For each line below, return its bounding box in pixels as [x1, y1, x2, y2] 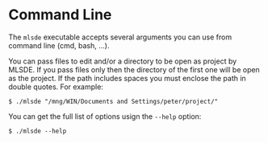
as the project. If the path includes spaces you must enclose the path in [8, 73, 246, 83]
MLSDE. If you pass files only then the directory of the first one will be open [8, 64, 260, 74]
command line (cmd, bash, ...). [8, 40, 110, 50]
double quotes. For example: [8, 82, 103, 92]
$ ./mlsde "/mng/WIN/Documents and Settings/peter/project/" [8, 97, 219, 105]
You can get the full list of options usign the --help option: [8, 111, 202, 121]
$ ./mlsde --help [8, 127, 67, 135]
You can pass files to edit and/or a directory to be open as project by [8, 56, 237, 66]
